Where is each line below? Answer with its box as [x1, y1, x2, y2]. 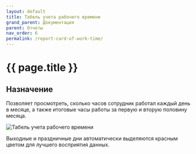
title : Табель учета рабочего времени [6, 14, 101, 20]
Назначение [6, 84, 53, 94]
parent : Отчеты [6, 25, 43, 31]
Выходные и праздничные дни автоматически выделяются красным [6, 135, 178, 142]
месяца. [6, 112, 26, 119]
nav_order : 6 [6, 30, 38, 36]
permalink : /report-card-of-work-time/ [6, 36, 104, 42]
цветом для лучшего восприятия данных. [6, 141, 110, 148]
